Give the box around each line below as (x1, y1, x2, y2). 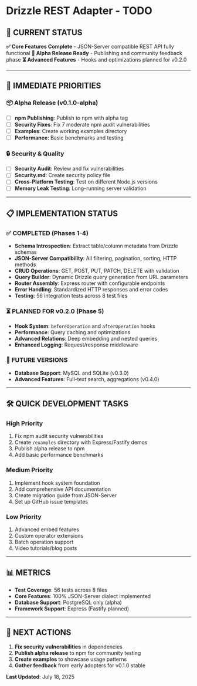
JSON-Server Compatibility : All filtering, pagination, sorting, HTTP (14, 255, 177, 262)
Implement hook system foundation (14, 479, 101, 486)
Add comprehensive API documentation (14, 485, 111, 493)
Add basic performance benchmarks (14, 451, 104, 459)
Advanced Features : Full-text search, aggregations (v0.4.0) (14, 375, 159, 382)
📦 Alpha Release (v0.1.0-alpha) (6, 99, 98, 107)
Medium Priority (6, 466, 53, 474)
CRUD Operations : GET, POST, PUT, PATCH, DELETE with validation (14, 267, 180, 274)
